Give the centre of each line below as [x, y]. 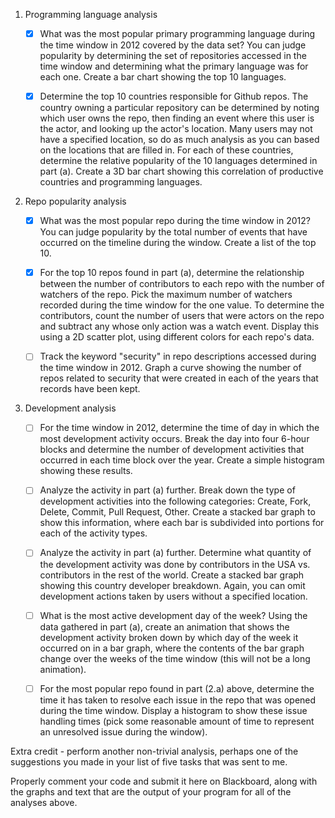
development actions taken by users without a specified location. [173, 596]
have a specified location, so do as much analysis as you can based [179, 140]
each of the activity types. [93, 533]
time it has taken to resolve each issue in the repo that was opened [178, 700]
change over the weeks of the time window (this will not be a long [175, 658]
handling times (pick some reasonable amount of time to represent [177, 721]
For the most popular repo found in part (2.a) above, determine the [177, 688]
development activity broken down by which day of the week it [169, 637]
